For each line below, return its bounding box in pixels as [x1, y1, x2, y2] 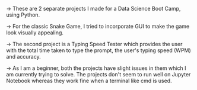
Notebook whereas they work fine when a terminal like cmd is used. [6, 77, 172, 84]
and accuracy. [6, 53, 41, 60]
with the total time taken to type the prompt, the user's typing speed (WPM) [6, 47, 191, 54]
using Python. [6, 11, 40, 18]
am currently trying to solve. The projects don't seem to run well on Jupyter [6, 71, 191, 78]
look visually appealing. [6, 29, 64, 36]
